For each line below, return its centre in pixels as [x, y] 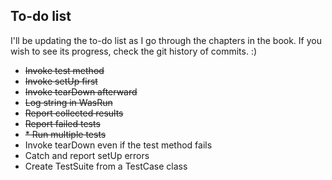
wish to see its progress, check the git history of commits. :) [134, 51]
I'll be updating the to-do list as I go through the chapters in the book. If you [166, 40]
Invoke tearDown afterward [81, 91]
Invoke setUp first [61, 81]
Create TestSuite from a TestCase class [106, 166]
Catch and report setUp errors [87, 155]
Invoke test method [64, 70]
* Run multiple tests [65, 134]
